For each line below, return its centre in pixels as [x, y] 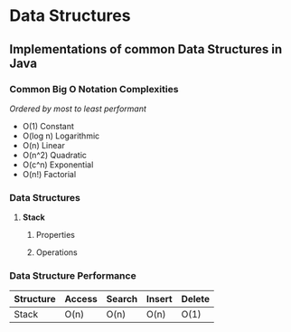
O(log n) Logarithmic [61, 136]
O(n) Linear [43, 145]
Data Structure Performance [73, 276]
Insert [160, 299]
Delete [196, 299]
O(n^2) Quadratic [55, 155]
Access [81, 299]
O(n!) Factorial [49, 174]
